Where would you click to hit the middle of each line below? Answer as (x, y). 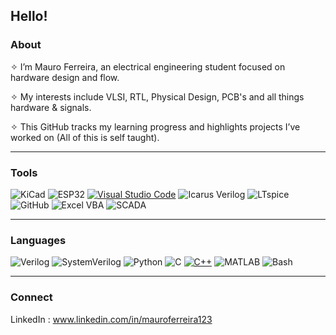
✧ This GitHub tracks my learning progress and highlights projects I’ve (155, 126)
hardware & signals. (51, 107)
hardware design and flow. (65, 77)
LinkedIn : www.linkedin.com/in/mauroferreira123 (111, 319)
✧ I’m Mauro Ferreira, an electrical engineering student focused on (148, 66)
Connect (31, 297)
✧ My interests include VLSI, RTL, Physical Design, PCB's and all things (157, 96)
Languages (38, 240)
